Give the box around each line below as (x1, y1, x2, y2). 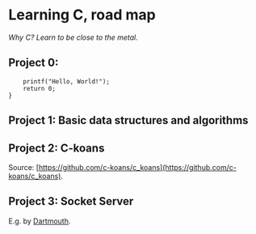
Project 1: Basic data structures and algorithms (8, 113, 249, 127)
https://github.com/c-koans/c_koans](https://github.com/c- (38, 162, 237, 172)
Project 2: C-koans (8, 141, 105, 155)
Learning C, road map (8, 6, 156, 24)
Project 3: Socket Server (8, 194, 134, 208)
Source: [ (8, 162, 39, 172)
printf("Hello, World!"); (23, 77, 111, 86)
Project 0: (8, 56, 59, 70)
